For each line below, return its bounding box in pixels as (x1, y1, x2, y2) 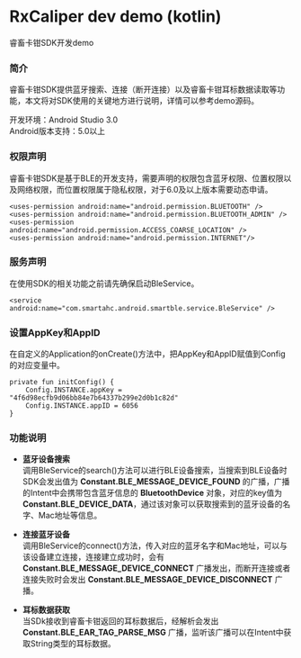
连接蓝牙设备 (22, 529, 70, 540)
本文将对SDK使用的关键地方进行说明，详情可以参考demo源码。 (24, 95, 259, 106)
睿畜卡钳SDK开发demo (9, 37, 94, 48)
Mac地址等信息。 (38, 510, 102, 521)
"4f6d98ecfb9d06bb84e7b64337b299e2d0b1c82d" (9, 393, 179, 402)
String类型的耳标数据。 (30, 638, 117, 649)
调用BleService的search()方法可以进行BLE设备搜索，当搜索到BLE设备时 (22, 465, 288, 476)
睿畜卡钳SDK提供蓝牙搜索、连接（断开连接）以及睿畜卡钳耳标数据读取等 (9, 84, 278, 95)
